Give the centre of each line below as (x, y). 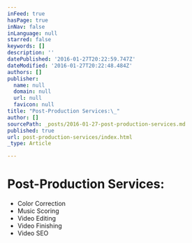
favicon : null (34, 105)
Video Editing (37, 219)
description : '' (31, 53)
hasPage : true (28, 20)
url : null (28, 98)
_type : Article (29, 144)
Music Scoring (38, 211)
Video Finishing (40, 226)
